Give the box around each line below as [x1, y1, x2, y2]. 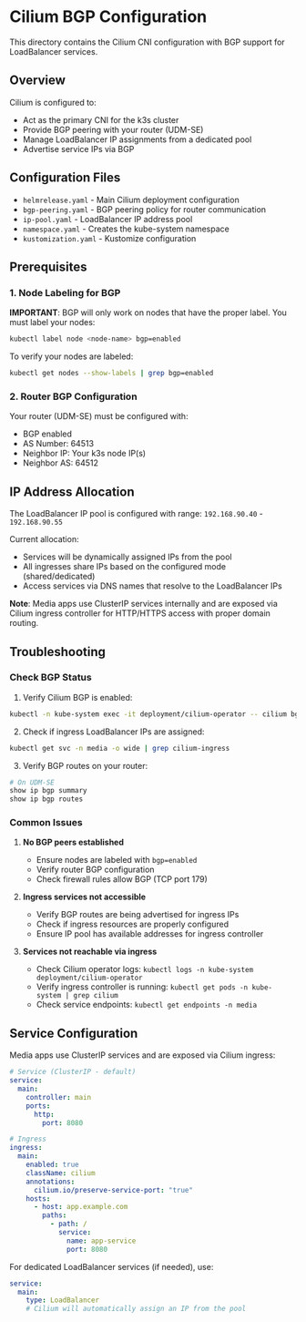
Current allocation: [9, 534, 79, 545]
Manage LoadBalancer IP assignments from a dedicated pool [22, 134, 252, 145]
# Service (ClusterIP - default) [9, 1068, 137, 1077]
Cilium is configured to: [9, 97, 97, 108]
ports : [25, 1101, 51, 1111]
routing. [9, 618, 39, 629]
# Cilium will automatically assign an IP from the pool [25, 1305, 247, 1314]
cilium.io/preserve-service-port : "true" [33, 1185, 194, 1194]
